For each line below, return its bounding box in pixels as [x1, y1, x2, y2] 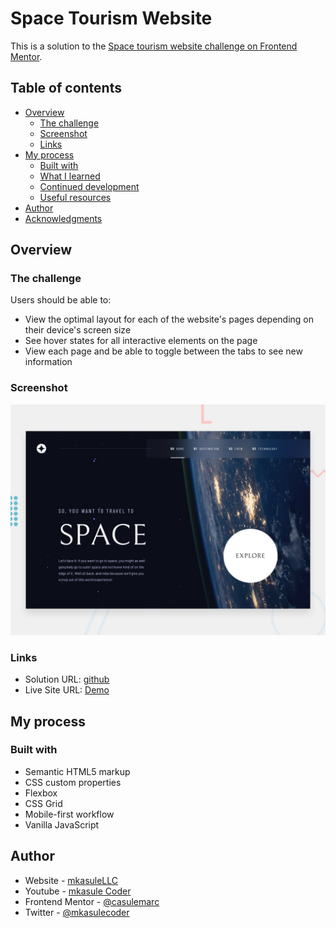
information [24, 356, 73, 368]
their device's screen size [24, 324, 132, 336]
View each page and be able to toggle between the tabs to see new [24, 345, 303, 357]
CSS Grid [24, 797, 63, 809]
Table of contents [10, 80, 122, 97]
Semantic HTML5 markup [24, 765, 131, 777]
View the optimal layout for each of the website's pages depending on [24, 313, 315, 326]
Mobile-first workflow [24, 808, 115, 820]
